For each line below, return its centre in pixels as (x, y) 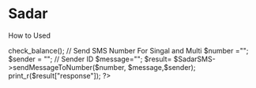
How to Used (30, 35)
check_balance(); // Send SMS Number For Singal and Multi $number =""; (128, 50)
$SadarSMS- (194, 59)
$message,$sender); (162, 67)
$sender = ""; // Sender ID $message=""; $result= (90, 59)
